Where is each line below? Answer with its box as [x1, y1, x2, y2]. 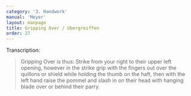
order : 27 [6, 31, 31, 37]
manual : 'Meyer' [6, 14, 46, 20]
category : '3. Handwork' [6, 8, 68, 15]
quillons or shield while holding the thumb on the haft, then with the [20, 71, 186, 78]
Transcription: [6, 47, 40, 54]
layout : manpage [6, 19, 46, 25]
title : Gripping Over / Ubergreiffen [6, 25, 100, 31]
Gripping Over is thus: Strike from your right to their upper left [20, 58, 172, 65]
